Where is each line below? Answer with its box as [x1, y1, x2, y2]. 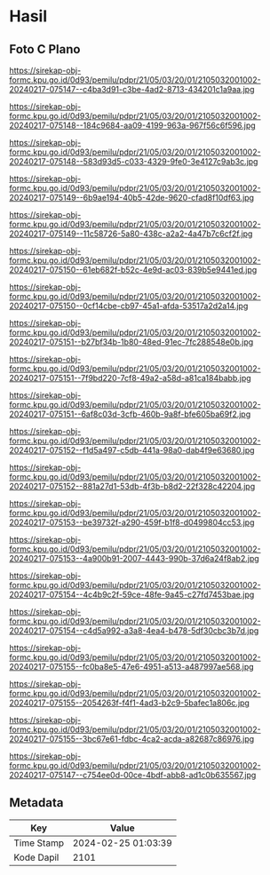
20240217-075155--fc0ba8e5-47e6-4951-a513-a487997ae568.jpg [9, 662, 255, 672]
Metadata [9, 795, 64, 810]
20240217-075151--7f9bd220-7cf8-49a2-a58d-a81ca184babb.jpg [9, 373, 251, 383]
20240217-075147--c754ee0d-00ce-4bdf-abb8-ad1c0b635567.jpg [9, 770, 257, 780]
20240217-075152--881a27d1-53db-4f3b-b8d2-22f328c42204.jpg [9, 481, 256, 491]
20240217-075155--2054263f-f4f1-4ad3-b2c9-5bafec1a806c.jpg [9, 697, 250, 708]
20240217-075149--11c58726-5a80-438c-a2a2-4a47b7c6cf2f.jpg [9, 228, 253, 239]
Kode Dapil [13, 851, 60, 863]
